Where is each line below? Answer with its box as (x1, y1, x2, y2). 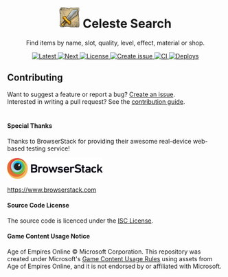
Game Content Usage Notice (7, 232, 91, 241)
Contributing (7, 72, 63, 84)
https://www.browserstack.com (7, 186, 97, 194)
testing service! (26, 144, 70, 153)
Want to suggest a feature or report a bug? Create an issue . (7, 90, 175, 98)
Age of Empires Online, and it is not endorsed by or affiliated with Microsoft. (7, 262, 222, 270)
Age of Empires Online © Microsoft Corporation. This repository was (7, 247, 201, 256)
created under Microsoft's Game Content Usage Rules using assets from (7, 254, 213, 263)
